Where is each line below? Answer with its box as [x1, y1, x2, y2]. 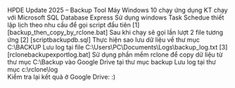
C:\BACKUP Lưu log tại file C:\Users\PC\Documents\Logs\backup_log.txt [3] [7, 43, 228, 51]
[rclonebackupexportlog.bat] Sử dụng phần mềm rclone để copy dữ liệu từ [7, 50, 223, 59]
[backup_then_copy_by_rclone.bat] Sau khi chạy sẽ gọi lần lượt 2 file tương [7, 28, 224, 36]
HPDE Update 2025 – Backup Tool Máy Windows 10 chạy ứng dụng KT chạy [7, 6, 228, 14]
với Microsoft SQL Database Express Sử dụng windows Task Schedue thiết [7, 13, 224, 22]
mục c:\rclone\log [7, 66, 58, 73]
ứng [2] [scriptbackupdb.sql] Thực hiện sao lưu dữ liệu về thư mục [7, 36, 201, 44]
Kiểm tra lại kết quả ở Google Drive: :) [7, 73, 116, 81]
